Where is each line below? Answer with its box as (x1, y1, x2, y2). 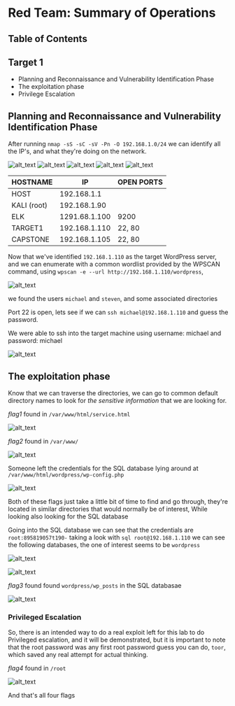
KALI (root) (11, 201, 48, 211)
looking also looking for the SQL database (8, 512, 129, 521)
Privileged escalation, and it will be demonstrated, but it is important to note (8, 635, 226, 644)
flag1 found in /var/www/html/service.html (8, 410, 131, 418)
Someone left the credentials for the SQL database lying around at (8, 464, 199, 473)
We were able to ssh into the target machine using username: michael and (8, 329, 222, 337)
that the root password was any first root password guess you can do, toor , (8, 643, 226, 651)
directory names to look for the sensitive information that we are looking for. (8, 397, 227, 405)
